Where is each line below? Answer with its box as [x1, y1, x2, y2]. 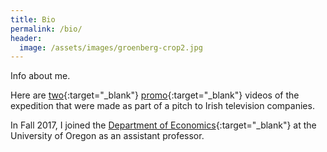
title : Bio [10, 14, 56, 25]
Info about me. [10, 70, 71, 82]
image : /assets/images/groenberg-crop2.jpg [19, 42, 203, 53]
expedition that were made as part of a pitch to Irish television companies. [10, 100, 315, 112]
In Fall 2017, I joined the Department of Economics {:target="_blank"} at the [10, 119, 317, 131]
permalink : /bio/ [10, 24, 83, 34]
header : [10, 33, 43, 43]
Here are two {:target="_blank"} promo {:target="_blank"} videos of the [10, 89, 300, 101]
